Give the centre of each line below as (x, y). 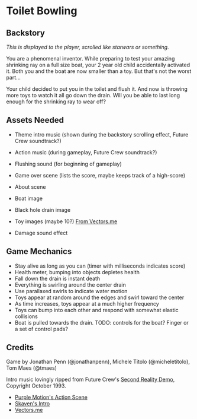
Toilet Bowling (42, 11)
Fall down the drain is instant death (57, 278)
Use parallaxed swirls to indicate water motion (71, 291)
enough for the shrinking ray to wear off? (56, 101)
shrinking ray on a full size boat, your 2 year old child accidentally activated (98, 65)
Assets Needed (35, 120)
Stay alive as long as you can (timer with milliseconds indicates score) (100, 266)
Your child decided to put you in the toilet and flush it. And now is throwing (97, 89)
